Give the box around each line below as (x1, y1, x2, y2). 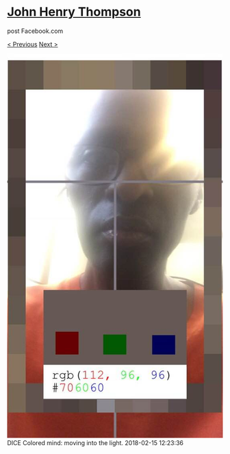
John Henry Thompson (7, 4, 142, 20)
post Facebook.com (7, 27, 64, 35)
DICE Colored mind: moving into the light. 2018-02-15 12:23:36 (7, 438, 183, 446)
